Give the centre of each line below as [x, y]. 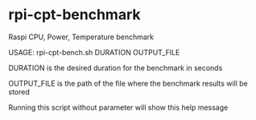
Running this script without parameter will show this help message [118, 107]
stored [19, 92]
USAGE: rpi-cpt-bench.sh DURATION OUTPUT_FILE [94, 52]
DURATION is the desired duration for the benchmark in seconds [116, 68]
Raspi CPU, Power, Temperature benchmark [81, 37]
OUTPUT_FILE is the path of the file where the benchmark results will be [128, 83]
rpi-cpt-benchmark [74, 15]
